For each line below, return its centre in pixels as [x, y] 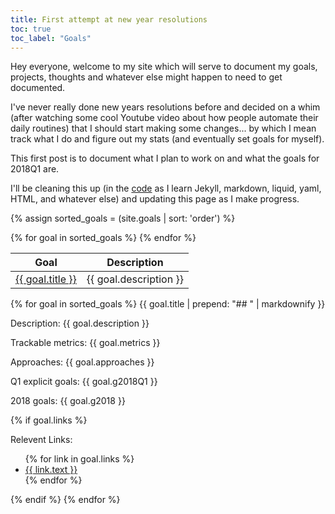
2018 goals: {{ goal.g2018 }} [68, 401]
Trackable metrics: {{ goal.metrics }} [85, 343]
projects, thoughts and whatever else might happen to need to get [146, 77]
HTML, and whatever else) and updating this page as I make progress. [155, 199]
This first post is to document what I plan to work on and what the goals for [165, 158]
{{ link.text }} [51, 470]
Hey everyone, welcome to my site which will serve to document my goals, [164, 67]
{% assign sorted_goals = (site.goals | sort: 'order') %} [123, 218]
